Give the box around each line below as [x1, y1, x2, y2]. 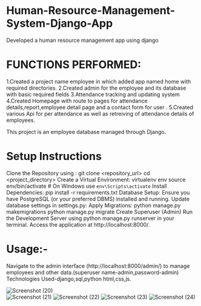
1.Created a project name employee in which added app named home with [6, 78, 191, 85]
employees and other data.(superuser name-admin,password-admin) [6, 268, 179, 276]
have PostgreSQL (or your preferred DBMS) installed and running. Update [6, 195, 189, 202]
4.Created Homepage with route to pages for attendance [6, 97, 148, 104]
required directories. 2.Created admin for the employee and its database [6, 84, 186, 91]
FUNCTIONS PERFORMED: [6, 58, 142, 72]
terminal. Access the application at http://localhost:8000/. [6, 221, 150, 228]
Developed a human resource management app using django [6, 36, 159, 44]
